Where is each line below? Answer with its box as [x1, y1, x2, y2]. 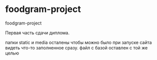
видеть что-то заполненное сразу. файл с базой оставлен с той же [5, 44, 148, 50]
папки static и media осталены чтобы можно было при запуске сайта [5, 39, 152, 45]
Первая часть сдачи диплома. [5, 29, 70, 35]
